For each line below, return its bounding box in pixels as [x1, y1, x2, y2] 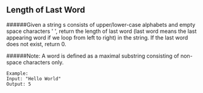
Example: [6, 70, 29, 77]
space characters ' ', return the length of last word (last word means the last [6, 27, 197, 35]
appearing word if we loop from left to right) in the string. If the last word [6, 33, 188, 41]
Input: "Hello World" [6, 75, 62, 81]
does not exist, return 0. [6, 40, 66, 47]
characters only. [23, 58, 64, 66]
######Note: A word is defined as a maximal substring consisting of [6, 52, 180, 60]
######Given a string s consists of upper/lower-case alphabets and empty [6, 21, 196, 28]
